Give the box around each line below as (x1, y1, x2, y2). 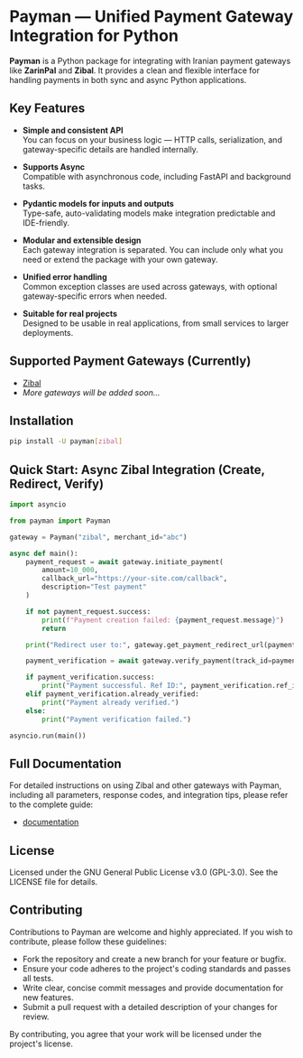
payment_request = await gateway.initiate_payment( (25, 557, 224, 566)
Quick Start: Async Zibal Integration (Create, (9, 462, 265, 478)
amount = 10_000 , (41, 566, 99, 575)
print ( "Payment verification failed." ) (41, 715, 192, 724)
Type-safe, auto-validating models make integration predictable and (22, 208, 276, 218)
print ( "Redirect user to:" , (25, 640, 131, 649)
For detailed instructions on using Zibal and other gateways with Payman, (9, 780, 282, 791)
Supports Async (22, 161, 86, 172)
